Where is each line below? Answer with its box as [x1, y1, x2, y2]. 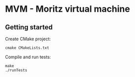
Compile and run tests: [5, 54, 51, 60]
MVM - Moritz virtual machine [5, 3, 130, 15]
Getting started [5, 23, 53, 31]
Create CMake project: [5, 36, 51, 42]
